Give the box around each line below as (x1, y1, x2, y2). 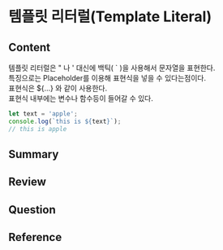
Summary (8, 147, 59, 161)
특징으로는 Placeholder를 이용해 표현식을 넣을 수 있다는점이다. (8, 73, 207, 82)
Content (8, 40, 51, 54)
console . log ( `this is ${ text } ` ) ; (8, 117, 122, 125)
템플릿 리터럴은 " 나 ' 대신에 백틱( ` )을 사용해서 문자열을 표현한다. (8, 63, 216, 72)
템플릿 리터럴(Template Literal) (8, 7, 212, 26)
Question (8, 203, 56, 217)
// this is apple (8, 125, 67, 133)
